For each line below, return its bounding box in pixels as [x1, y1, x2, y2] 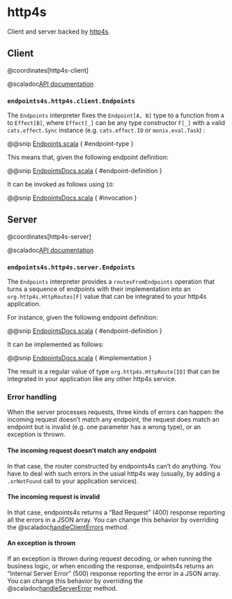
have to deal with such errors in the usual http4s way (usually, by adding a [7, 469, 221, 478]
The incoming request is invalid [7, 493, 100, 501]
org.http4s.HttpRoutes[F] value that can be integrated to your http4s [7, 293, 207, 301]
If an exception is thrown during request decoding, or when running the [7, 554, 212, 563]
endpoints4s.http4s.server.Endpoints [7, 263, 136, 271]
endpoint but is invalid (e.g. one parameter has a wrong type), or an [7, 423, 201, 431]
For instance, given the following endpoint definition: [7, 313, 158, 322]
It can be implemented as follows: [7, 340, 105, 349]
